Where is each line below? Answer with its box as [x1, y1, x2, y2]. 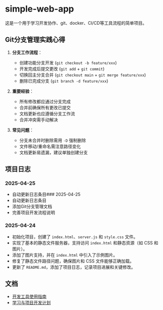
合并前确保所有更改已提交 [19, 104, 71, 110]
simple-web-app [5, 3, 74, 15]
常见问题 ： [12, 127, 34, 133]
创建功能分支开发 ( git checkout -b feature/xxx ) [19, 60, 117, 65]
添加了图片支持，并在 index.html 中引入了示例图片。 [12, 252, 118, 258]
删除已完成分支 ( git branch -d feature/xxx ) [19, 78, 109, 83]
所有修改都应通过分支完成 [19, 98, 71, 104]
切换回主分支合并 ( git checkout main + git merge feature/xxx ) [19, 72, 146, 78]
